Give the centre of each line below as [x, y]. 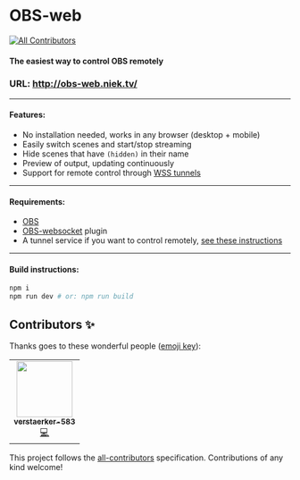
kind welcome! [36, 467]
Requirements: [37, 201]
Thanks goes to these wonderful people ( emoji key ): [105, 346]
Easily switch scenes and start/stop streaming [107, 145]
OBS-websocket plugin [65, 231]
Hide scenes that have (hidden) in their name [105, 154]
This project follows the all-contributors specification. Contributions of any [146, 458]
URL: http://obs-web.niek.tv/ [74, 84]
